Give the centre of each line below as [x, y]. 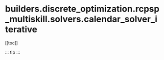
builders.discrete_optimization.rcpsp [82, 9]
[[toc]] [12, 43]
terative [21, 30]
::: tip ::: [13, 52]
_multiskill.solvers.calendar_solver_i [81, 19]
